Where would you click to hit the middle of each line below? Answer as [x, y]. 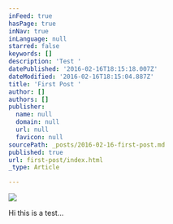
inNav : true [28, 31]
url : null [32, 130]
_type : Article [34, 168]
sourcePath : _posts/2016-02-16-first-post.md [86, 145]
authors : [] [28, 99]
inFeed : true [30, 16]
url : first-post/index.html [56, 160]
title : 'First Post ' [45, 84]
